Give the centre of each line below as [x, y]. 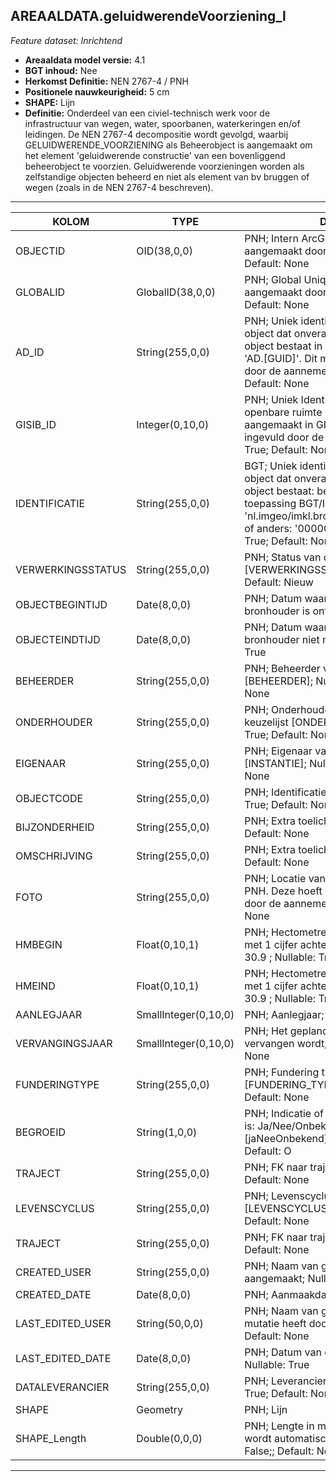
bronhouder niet [282, 639]
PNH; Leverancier [285, 1381]
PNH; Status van [283, 557]
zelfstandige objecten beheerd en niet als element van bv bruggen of [167, 176]
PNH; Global [273, 279]
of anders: [268, 528]
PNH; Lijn [266, 1409]
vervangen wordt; [286, 1043]
